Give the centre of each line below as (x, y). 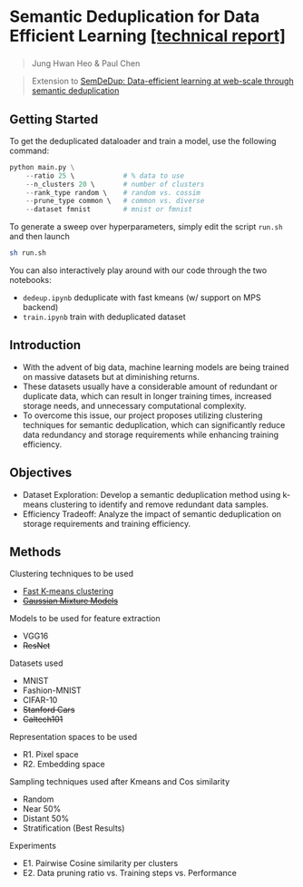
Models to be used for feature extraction (85, 619)
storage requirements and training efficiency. (107, 523)
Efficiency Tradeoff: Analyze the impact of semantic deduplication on (152, 513)
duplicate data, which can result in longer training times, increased (147, 395)
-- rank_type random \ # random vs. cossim (113, 192)
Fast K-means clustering (68, 591)
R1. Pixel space (50, 755)
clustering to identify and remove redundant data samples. (159, 504)
